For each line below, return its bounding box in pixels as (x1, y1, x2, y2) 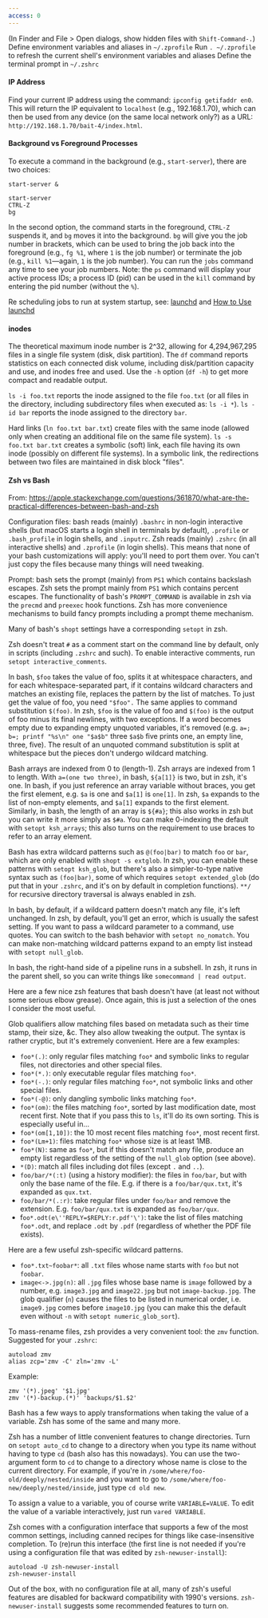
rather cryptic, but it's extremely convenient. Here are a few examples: (8, 1036, 240, 1046)
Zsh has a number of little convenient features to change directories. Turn (8, 1432, 250, 1442)
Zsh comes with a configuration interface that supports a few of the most (8, 1522, 249, 1532)
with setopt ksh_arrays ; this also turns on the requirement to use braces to (8, 823, 255, 833)
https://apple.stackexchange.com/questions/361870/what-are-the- (29, 493, 250, 503)
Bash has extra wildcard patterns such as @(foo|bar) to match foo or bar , (8, 847, 249, 857)
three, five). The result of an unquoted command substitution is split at (8, 740, 240, 750)
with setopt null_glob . (8, 947, 84, 957)
